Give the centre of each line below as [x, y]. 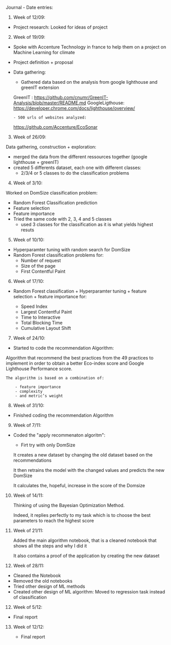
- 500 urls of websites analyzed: [50, 117]
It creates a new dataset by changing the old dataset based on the [83, 455]
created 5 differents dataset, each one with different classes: [77, 168]
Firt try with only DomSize [48, 445]
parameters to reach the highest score [53, 521]
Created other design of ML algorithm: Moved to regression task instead [89, 592]
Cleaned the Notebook [37, 576]
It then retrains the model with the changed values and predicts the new [89, 470]
